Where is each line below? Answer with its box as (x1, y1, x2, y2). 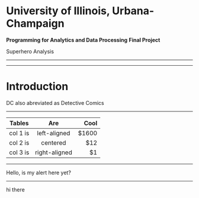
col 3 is (9, 148, 30, 157)
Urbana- (112, 4, 155, 18)
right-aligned (34, 148, 72, 157)
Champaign (6, 17, 65, 30)
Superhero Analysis (6, 47, 54, 55)
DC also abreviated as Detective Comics (6, 99, 105, 106)
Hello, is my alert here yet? (6, 169, 71, 176)
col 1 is (9, 129, 30, 137)
